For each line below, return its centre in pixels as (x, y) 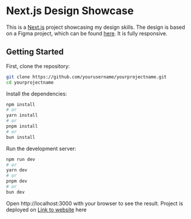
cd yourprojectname (30, 82)
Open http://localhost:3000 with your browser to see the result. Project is (95, 203)
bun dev (16, 192)
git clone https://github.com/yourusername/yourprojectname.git (86, 77)
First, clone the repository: (38, 66)
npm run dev (21, 159)
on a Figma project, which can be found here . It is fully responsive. (87, 33)
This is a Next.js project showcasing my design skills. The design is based (95, 27)
